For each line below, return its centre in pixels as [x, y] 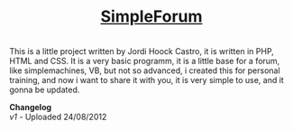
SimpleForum [151, 17]
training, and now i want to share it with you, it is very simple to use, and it [146, 80]
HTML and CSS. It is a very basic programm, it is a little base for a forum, [145, 61]
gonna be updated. [45, 89]
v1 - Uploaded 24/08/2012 [58, 117]
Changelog [31, 107]
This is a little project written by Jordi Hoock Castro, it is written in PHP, [142, 51]
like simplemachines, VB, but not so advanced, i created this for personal [145, 70]
